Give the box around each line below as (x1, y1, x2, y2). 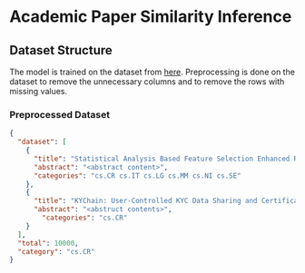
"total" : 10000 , (17, 239, 79, 248)
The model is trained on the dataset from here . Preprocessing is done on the (9, 66, 295, 77)
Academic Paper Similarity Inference (9, 6, 292, 27)
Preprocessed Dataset (9, 108, 111, 121)
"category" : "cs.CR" (17, 247, 95, 256)
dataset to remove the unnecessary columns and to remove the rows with (9, 76, 285, 87)
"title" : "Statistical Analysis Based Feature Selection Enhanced (33, 154, 290, 163)
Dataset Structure (9, 43, 113, 58)
